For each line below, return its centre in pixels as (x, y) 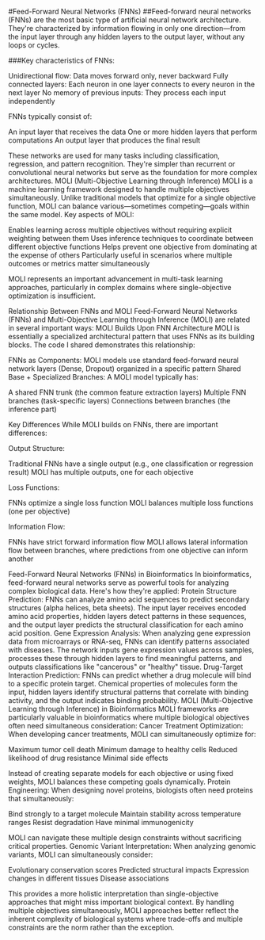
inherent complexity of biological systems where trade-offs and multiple (126, 919)
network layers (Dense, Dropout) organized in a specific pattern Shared (125, 369)
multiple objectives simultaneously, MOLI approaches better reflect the (124, 910)
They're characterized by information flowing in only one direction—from (127, 28)
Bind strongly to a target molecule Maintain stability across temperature (125, 814)
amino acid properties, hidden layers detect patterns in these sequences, (127, 616)
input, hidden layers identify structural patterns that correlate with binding (129, 692)
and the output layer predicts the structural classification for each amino (126, 625)
